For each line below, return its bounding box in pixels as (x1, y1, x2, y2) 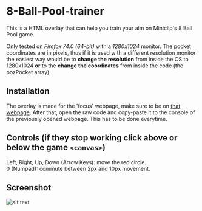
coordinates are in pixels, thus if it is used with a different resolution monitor (6, 49, 196, 56)
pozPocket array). (6, 68, 52, 75)
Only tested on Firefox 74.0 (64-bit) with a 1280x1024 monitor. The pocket (6, 43, 191, 50)
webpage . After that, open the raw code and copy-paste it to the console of (6, 108, 195, 116)
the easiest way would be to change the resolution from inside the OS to (6, 55, 189, 63)
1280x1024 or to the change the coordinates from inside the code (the (6, 62, 184, 69)
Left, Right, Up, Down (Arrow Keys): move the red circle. (6, 158, 147, 165)
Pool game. (6, 30, 35, 38)
